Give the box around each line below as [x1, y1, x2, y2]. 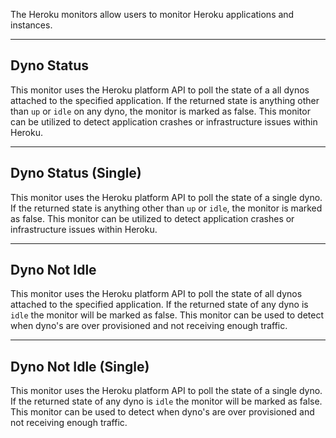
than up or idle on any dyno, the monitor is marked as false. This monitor [10, 105, 311, 117]
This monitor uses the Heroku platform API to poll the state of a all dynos [10, 84, 310, 96]
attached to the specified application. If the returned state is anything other [10, 94, 320, 106]
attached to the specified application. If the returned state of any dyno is [10, 299, 309, 311]
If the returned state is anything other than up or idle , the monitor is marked [10, 202, 323, 214]
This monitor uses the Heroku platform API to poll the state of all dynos [10, 288, 303, 300]
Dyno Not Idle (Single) [10, 358, 150, 375]
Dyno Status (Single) [10, 165, 142, 182]
